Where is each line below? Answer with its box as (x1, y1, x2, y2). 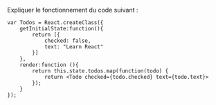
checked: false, (44, 37, 91, 44)
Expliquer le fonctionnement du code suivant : (7, 6, 138, 14)
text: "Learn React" (44, 44, 104, 50)
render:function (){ (19, 61, 79, 68)
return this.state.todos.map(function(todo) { (32, 68, 169, 75)
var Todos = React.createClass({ (7, 19, 104, 26)
